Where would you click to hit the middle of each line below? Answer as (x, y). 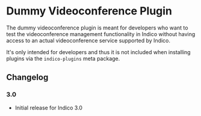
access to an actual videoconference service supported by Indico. (88, 40)
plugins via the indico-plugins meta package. (63, 58)
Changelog (27, 77)
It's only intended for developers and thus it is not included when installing (98, 52)
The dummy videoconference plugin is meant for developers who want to (97, 28)
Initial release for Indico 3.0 (49, 108)
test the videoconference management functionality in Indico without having (101, 34)
